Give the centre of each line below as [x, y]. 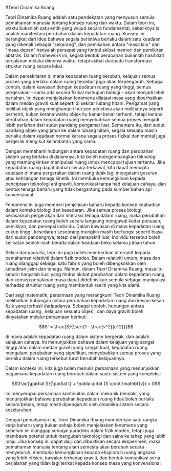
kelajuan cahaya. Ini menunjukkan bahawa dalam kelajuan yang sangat [80, 342]
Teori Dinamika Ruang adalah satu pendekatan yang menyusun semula [80, 17]
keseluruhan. [19, 410]
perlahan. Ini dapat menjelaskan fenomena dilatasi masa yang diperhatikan [84, 98]
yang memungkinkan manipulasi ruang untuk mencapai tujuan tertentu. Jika [85, 162]
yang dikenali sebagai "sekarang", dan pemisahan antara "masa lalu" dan [82, 44]
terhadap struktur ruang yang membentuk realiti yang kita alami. [73, 285]
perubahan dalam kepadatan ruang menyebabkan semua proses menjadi [82, 119]
